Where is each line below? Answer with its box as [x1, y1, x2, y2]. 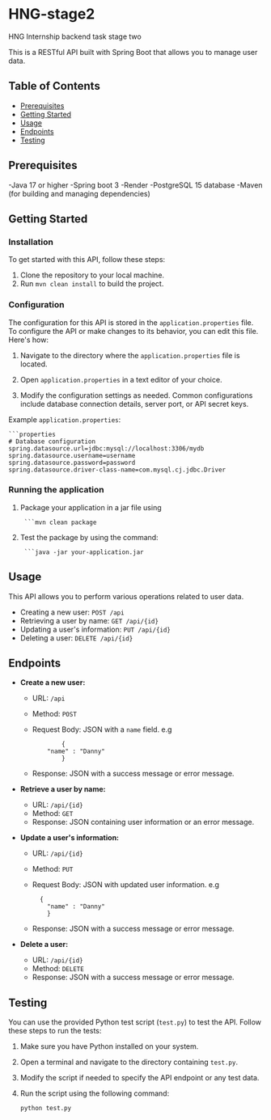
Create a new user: [19, 678, 86, 687]
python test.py [19, 1105, 72, 1113]
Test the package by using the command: [19, 532, 159, 542]
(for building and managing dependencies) [8, 188, 151, 198]
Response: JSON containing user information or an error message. [32, 818, 255, 827]
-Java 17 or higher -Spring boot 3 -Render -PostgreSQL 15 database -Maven [8, 180, 263, 190]
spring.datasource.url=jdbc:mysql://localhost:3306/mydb [8, 444, 205, 453]
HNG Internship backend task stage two [8, 32, 142, 41]
